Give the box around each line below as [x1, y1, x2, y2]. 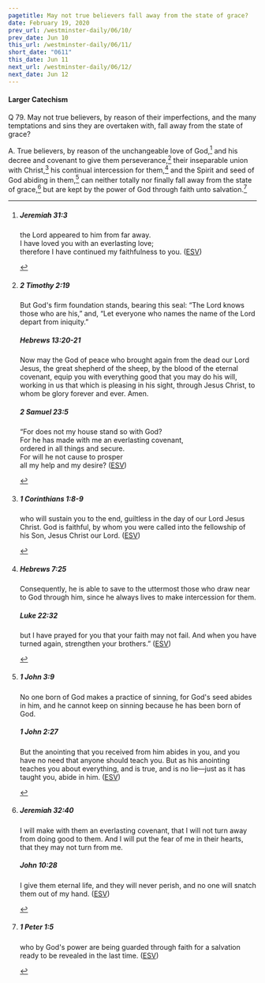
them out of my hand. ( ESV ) [19, 889, 110, 898]
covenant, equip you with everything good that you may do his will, [19, 372, 238, 382]
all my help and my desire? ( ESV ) [19, 460, 128, 470]
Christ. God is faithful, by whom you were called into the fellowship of [19, 522, 246, 531]
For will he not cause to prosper [19, 452, 124, 461]
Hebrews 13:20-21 [19, 335, 81, 345]
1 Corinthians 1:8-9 [19, 493, 84, 503]
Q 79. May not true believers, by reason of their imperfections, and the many [8, 112, 256, 122]
